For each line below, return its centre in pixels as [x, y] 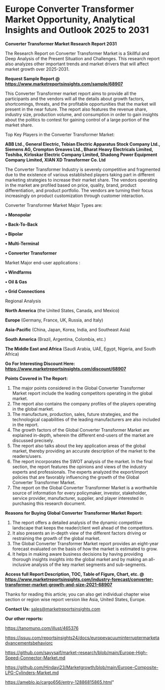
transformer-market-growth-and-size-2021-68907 [59, 584]
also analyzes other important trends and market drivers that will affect [77, 64]
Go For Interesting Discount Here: [40, 364]
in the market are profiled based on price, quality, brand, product [71, 185]
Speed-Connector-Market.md [35, 657]
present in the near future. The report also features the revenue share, [76, 109]
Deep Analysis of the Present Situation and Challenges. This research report [82, 58]
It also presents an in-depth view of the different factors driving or [79, 533]
